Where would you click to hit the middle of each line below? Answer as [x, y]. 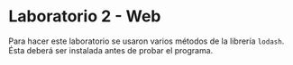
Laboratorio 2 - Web [85, 16]
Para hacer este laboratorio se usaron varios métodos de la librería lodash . [146, 41]
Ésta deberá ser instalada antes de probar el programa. [111, 50]
